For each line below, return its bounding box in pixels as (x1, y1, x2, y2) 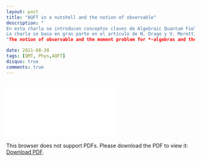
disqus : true (6, 58, 39, 65)
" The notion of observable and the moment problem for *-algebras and (6, 37, 186, 42)
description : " (6, 20, 44, 26)
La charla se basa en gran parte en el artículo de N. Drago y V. (6, 31, 175, 37)
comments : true (6, 64, 44, 70)
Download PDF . (6, 148, 45, 156)
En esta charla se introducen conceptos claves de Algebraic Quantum (6, 25, 184, 32)
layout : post (6, 8, 39, 15)
